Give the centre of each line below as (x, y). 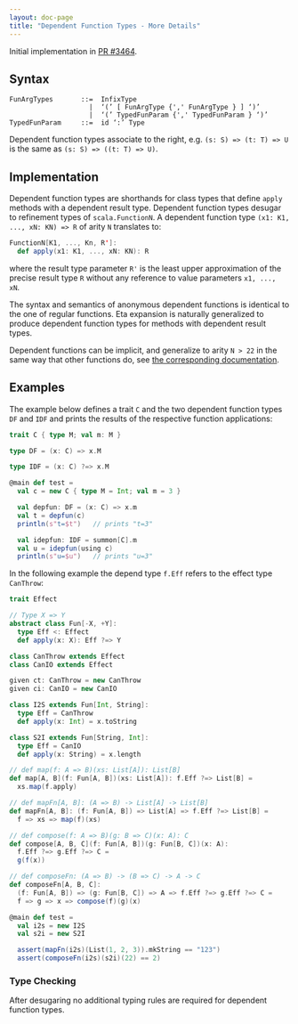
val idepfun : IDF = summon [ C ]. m (77, 540)
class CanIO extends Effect (61, 664)
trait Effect (33, 599)
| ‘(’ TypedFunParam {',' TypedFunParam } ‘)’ (178, 115)
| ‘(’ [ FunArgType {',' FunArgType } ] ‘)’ (174, 108)
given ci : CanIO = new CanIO (63, 689)
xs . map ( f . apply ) (47, 787)
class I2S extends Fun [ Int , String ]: (79, 705)
